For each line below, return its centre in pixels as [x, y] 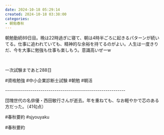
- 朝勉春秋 [15, 23]
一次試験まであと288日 [28, 70]
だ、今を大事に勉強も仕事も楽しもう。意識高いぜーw [58, 50]
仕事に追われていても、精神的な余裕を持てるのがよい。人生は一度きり [88, 44]
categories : [17, 19]
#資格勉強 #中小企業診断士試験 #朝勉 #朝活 [49, 81]
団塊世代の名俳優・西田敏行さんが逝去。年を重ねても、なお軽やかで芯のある [82, 101]
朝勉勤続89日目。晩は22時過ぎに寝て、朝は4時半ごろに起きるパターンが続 [80, 38]
